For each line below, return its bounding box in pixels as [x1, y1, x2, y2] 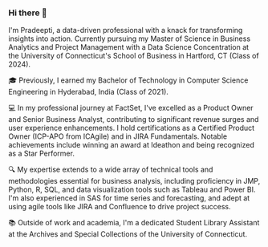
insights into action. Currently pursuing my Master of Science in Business [8, 34, 251, 43]
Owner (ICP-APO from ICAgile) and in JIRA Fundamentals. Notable [8, 132, 227, 141]
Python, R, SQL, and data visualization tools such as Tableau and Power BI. [8, 184, 256, 195]
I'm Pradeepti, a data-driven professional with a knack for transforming [8, 26, 243, 35]
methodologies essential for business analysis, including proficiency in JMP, [8, 176, 261, 186]
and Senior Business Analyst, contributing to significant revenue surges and [8, 115, 259, 124]
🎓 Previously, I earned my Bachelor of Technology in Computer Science [8, 75, 249, 85]
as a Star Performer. [8, 148, 75, 159]
